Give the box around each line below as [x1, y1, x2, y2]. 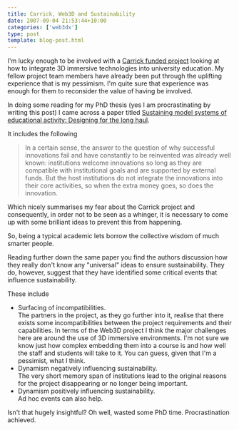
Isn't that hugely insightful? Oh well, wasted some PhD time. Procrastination [7, 408, 230, 417]
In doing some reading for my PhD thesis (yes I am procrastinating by [7, 101, 211, 109]
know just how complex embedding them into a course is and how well [17, 342, 226, 350]
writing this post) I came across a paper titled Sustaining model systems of [7, 108, 227, 117]
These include [7, 290, 50, 298]
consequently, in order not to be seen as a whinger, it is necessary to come [7, 210, 228, 219]
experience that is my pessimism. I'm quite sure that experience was [7, 79, 209, 88]
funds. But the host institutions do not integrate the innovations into [24, 174, 223, 183]
